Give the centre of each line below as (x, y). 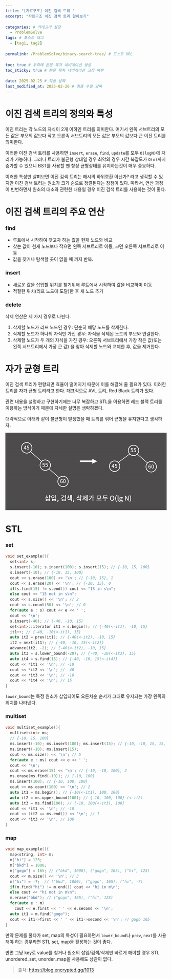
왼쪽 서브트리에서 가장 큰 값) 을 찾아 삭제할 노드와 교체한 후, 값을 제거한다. (86, 346)
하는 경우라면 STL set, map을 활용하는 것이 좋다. (63, 942)
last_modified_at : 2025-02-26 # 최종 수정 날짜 (54, 87)
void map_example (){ (27, 849)
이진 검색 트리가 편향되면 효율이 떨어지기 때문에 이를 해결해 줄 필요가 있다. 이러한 (86, 384)
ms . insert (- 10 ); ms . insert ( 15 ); (45, 749)
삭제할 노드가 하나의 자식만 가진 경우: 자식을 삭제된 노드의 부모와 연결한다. (86, 333)
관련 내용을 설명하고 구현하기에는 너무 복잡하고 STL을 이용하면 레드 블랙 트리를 (84, 401)
